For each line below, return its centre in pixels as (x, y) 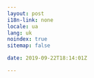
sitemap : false (29, 46)
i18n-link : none (30, 20)
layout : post (26, 13)
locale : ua (23, 26)
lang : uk (20, 33)
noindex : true (27, 39)
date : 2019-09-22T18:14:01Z (47, 58)
